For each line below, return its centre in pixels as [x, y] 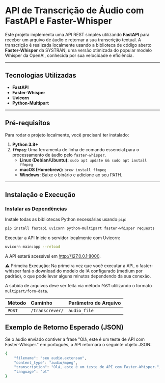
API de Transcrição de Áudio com [74, 11]
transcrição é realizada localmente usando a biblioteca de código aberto [78, 45]
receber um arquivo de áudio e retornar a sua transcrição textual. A [73, 40]
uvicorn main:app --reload [33, 247]
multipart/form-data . [27, 291]
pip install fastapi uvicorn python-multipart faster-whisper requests [80, 228]
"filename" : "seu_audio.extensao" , [50, 358]
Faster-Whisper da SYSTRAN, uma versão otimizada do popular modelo [79, 50]
